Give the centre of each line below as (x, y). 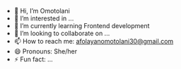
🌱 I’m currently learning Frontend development (82, 26)
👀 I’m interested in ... (44, 18)
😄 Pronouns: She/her (46, 51)
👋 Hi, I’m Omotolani (42, 11)
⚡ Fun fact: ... (33, 59)
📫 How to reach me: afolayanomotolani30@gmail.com (94, 41)
